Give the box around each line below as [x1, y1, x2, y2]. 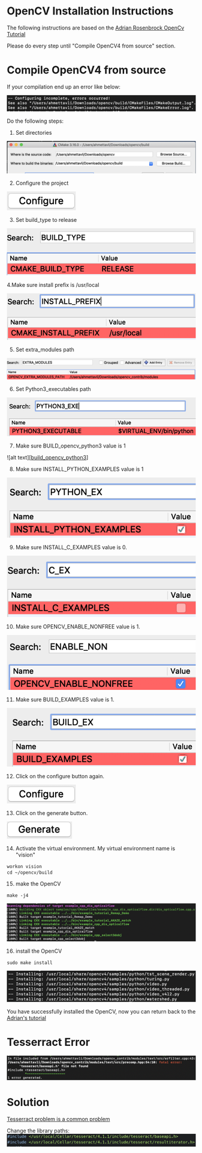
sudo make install [7, 960, 53, 966]
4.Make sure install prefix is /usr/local [7, 281, 100, 289]
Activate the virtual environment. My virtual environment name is [15, 845, 176, 852]
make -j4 [7, 893, 29, 899]
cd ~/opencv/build [7, 870, 53, 876]
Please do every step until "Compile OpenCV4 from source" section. [7, 42, 176, 49]
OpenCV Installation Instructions [7, 4, 174, 18]
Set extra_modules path [15, 346, 74, 353]
